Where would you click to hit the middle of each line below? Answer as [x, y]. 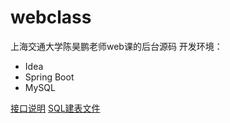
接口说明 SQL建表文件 [55, 108]
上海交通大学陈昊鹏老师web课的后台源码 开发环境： [116, 46]
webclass [51, 17]
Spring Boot [49, 77]
